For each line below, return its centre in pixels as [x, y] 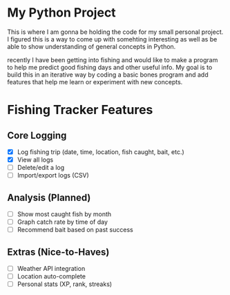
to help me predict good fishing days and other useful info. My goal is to [110, 67]
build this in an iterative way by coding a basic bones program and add [108, 75]
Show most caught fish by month [64, 214]
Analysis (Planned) [49, 197]
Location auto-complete [51, 276]
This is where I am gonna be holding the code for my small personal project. [115, 32]
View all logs [35, 160]
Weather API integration [51, 268]
